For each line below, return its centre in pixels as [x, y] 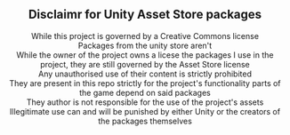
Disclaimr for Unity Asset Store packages [145, 15]
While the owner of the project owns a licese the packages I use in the [145, 55]
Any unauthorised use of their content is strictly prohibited [145, 74]
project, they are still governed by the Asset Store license [145, 64]
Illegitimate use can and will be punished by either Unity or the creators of [145, 111]
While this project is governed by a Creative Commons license [145, 36]
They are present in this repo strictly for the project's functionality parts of [145, 83]
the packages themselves [145, 121]
